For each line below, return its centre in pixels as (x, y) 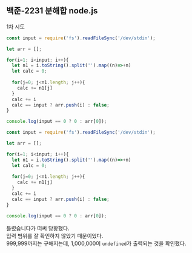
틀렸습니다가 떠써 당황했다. (38, 228)
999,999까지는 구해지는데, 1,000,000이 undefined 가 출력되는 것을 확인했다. (96, 243)
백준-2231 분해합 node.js (52, 11)
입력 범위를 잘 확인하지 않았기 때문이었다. (55, 235)
